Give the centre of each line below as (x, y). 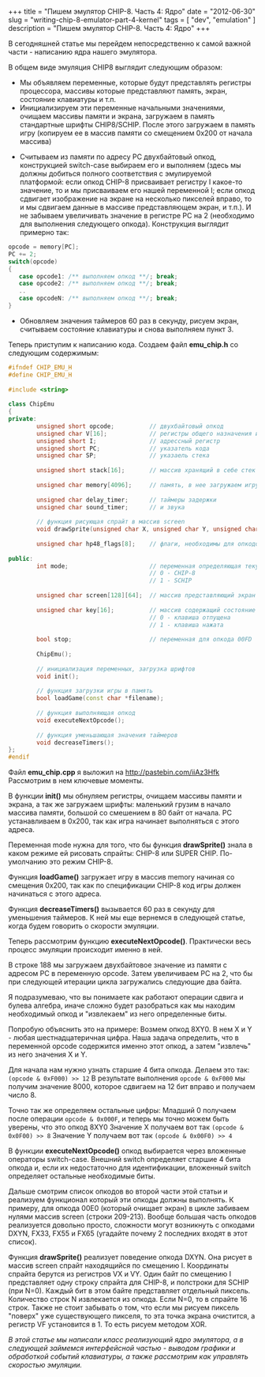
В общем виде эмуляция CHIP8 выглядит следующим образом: (116, 67)
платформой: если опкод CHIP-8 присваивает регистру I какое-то (131, 182)
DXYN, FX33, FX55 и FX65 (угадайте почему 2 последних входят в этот (128, 1234)
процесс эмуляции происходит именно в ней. (86, 950)
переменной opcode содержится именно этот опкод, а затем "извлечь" (130, 1046)
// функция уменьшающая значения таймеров (107, 735)
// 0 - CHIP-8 (172, 573)
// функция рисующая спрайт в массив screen (111, 522)
